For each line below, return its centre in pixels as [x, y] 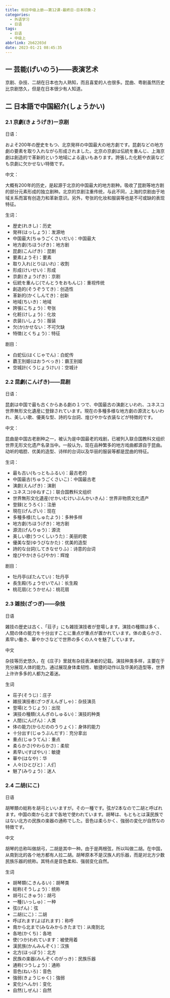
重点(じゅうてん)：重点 [36, 739]
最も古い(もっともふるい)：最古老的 [50, 473]
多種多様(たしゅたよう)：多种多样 [48, 517]
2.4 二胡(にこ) [23, 785]
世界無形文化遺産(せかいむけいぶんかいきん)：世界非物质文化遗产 [81, 498]
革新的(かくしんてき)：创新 [41, 295]
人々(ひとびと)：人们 [34, 765]
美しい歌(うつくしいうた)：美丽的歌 [50, 536]
